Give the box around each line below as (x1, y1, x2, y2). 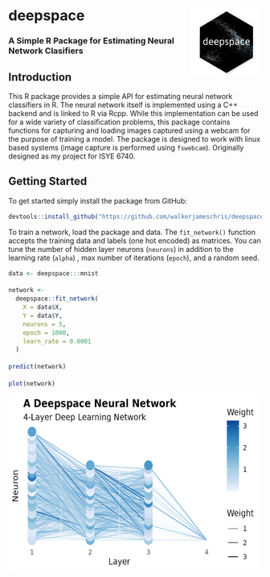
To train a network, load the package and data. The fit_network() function (8, 227, 256, 237)
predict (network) (8, 363, 67, 371)
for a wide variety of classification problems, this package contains (8, 117, 231, 126)
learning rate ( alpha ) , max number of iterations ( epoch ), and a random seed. (8, 253, 260, 262)
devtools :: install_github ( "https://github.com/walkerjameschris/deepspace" (8, 212, 268, 220)
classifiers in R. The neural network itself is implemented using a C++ (8, 100, 239, 109)
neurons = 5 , (22, 320, 67, 328)
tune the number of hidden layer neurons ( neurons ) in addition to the (8, 244, 235, 253)
